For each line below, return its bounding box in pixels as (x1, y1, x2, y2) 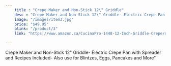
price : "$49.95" (14, 21, 49, 27)
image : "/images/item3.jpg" (14, 17, 74, 22)
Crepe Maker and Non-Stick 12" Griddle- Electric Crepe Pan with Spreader (5, 49, 162, 55)
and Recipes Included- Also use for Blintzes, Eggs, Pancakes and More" (5, 55, 156, 61)
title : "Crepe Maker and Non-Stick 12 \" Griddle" (14, 7, 124, 13)
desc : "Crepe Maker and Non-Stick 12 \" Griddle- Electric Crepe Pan (14, 12, 165, 17)
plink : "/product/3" (14, 26, 58, 31)
